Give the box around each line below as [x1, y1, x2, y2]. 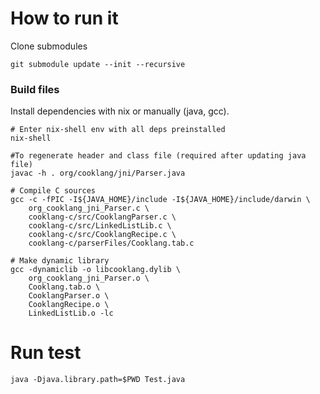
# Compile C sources [10, 186, 97, 196]
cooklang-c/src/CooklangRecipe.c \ [28, 230, 177, 240]
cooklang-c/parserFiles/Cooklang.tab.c [28, 238, 195, 249]
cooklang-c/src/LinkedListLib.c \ [28, 221, 172, 231]
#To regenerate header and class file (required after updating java [10, 151, 307, 161]
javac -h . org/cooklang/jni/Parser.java [10, 168, 186, 179]
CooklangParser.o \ [28, 291, 110, 301]
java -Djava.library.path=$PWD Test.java [10, 375, 186, 385]
